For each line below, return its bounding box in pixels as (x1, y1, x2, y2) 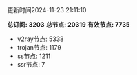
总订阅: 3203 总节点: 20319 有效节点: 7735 (7, 20, 130, 29)
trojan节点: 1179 (17, 44, 62, 51)
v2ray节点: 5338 (17, 35, 64, 43)
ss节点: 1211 (17, 52, 51, 60)
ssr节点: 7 (17, 61, 45, 68)
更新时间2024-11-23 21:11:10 (7, 6, 87, 14)
